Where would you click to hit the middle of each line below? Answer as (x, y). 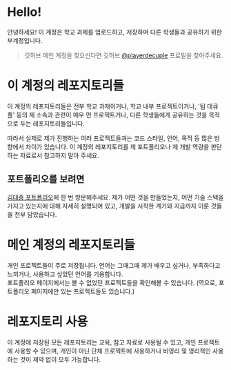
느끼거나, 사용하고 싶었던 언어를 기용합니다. (65, 274)
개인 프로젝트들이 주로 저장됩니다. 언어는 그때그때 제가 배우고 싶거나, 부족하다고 (114, 265)
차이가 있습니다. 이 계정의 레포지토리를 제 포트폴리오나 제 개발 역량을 (117, 146)
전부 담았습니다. (36, 214)
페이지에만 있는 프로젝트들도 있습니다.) (83, 291)
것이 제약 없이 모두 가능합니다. (60, 359)
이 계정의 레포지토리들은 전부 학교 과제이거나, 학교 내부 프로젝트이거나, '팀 (106, 106)
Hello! (24, 12)
